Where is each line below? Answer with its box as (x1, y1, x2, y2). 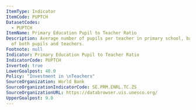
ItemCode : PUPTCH (6, 14, 48, 20)
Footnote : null (6, 47, 43, 52)
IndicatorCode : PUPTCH (6, 57, 61, 63)
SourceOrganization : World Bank (6, 79, 85, 85)
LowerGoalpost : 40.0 (6, 68, 57, 74)
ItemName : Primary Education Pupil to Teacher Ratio (6, 30, 137, 36)
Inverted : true (6, 62, 43, 69)
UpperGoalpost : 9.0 (6, 95, 54, 101)
